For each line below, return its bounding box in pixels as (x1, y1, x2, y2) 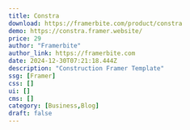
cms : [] (8, 94, 35, 103)
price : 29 (8, 34, 42, 43)
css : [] (8, 79, 35, 87)
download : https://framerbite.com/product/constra (8, 19, 183, 27)
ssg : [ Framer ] (8, 72, 57, 80)
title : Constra (8, 11, 60, 20)
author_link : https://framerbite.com (8, 49, 136, 57)
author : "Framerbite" (8, 42, 82, 50)
